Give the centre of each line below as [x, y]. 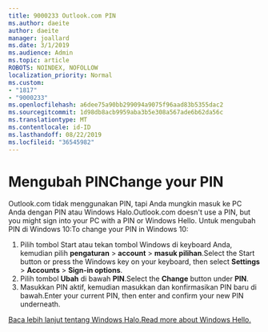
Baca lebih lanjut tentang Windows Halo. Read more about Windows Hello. [130, 320]
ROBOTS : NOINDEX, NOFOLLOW [53, 68]
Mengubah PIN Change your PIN [116, 182]
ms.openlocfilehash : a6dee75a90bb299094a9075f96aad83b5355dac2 [116, 105]
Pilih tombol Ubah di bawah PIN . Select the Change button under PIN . [134, 279]
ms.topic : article [39, 61]
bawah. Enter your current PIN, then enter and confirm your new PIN [132, 296]
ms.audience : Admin [41, 53]
